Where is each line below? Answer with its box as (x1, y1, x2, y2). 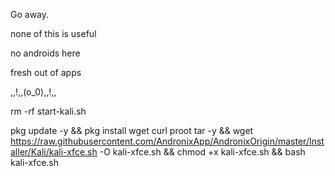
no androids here (10, 47, 81, 59)
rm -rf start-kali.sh (10, 105, 87, 117)
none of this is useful (10, 28, 97, 39)
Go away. (10, 9, 50, 20)
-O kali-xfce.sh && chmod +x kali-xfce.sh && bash (99, 146, 306, 158)
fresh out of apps (10, 67, 82, 78)
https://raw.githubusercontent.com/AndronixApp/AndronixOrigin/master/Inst (10, 135, 325, 147)
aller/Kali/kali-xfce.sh (10, 146, 98, 158)
